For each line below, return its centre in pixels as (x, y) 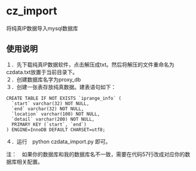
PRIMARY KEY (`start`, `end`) (49, 124)
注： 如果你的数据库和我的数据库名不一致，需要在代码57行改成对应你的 (96, 154)
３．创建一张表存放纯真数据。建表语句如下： (61, 87)
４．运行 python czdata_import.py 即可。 (59, 141)
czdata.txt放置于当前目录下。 (42, 72)
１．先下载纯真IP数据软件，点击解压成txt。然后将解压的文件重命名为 (90, 65)
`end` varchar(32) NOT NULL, (48, 109)
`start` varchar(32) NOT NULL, (50, 103)
